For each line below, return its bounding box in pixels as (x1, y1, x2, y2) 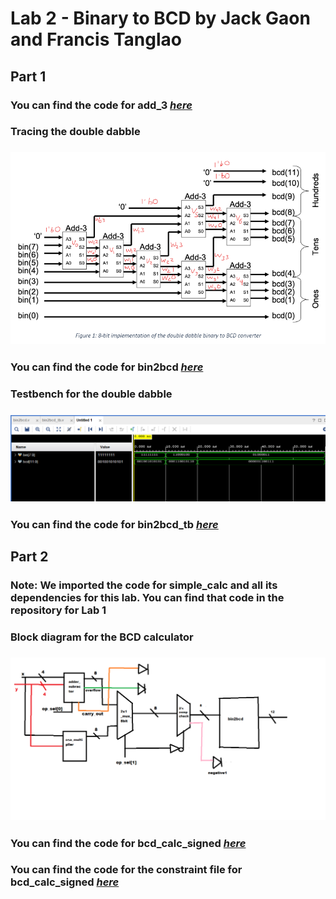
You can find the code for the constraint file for (10, 863, 243, 877)
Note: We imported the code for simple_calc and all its (10, 578, 278, 592)
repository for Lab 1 (10, 603, 107, 617)
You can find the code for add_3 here (10, 98, 193, 112)
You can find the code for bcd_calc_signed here (10, 836, 247, 850)
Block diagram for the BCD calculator (10, 630, 194, 644)
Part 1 (10, 68, 47, 85)
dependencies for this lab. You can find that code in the (10, 591, 285, 605)
